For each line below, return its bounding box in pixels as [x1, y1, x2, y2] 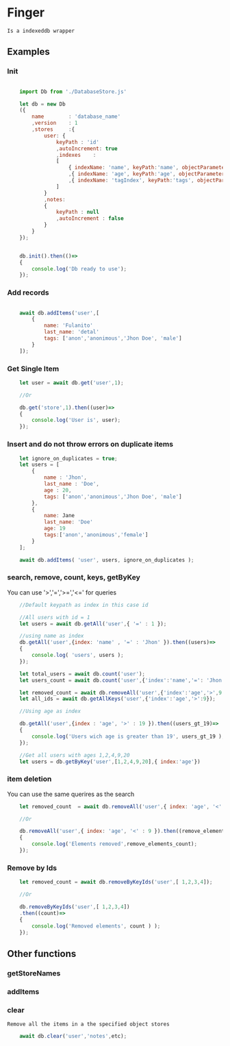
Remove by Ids [7, 863, 57, 873]
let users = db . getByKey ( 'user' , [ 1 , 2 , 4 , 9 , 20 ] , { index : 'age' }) [19, 758, 201, 765]
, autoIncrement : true [55, 145, 118, 152]
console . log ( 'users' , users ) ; [31, 652, 125, 659]
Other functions [7, 947, 77, 960]
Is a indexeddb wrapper [7, 27, 75, 34]
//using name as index [19, 632, 84, 640]
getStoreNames [7, 968, 61, 977]
